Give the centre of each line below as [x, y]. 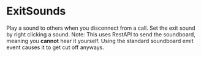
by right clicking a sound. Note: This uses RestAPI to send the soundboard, [101, 34]
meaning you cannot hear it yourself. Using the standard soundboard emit [100, 41]
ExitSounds [36, 11]
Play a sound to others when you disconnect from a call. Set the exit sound [101, 28]
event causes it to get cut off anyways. [55, 47]
